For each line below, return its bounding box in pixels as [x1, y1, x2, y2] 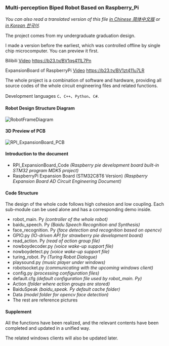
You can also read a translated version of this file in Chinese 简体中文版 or [5, 16, 160, 22]
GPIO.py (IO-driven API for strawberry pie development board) [12, 233, 143, 239]
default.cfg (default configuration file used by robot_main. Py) [12, 276, 142, 282]
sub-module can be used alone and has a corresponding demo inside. [5, 207, 152, 213]
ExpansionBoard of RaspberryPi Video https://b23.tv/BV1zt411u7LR [5, 67, 145, 73]
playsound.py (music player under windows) [12, 259, 106, 265]
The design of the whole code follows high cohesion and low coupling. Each [5, 201, 164, 207]
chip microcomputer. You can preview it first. [5, 48, 99, 54]
